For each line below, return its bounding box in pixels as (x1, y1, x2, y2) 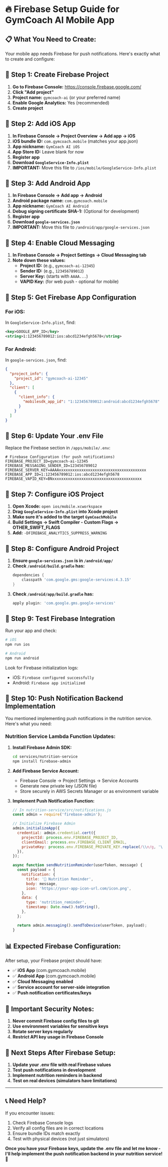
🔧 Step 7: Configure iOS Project (5, 490, 104, 498)
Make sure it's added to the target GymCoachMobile (12, 514, 116, 520)
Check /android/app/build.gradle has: (12, 591, 94, 597)
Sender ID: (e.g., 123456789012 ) (19, 268, 84, 274)
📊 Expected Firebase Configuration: (5, 941, 121, 950)
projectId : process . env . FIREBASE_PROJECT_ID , (21, 835, 118, 840)
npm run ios (5, 642, 30, 647)
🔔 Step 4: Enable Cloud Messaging (5, 238, 115, 247)
